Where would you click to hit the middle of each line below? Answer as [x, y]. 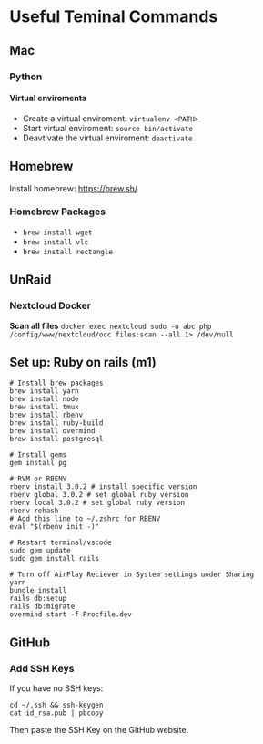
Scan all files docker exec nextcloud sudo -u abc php [111, 325]
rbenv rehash [34, 511]
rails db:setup [38, 599]
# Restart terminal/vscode [61, 543]
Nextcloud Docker [50, 305]
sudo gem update [40, 551]
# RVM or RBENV [38, 479]
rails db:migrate [42, 607]
